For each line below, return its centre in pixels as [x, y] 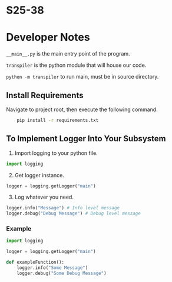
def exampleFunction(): [35, 262]
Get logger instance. [39, 175]
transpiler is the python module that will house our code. [76, 65]
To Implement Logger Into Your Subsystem [86, 139]
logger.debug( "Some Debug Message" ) [62, 273]
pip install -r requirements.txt [58, 120]
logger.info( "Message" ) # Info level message [63, 208]
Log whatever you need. [44, 197]
